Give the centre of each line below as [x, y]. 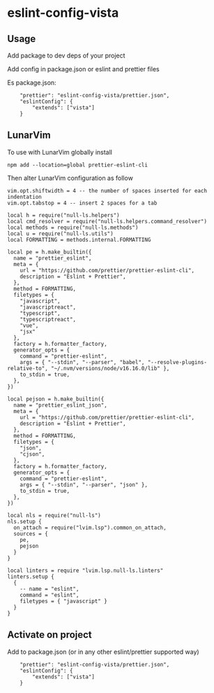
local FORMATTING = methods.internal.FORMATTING [79, 239]
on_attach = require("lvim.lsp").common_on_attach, [90, 527]
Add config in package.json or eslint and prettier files [83, 69]
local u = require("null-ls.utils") [60, 233]
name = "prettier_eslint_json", [61, 405]
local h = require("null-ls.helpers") [63, 215]
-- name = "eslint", [49, 589]
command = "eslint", [49, 595]
